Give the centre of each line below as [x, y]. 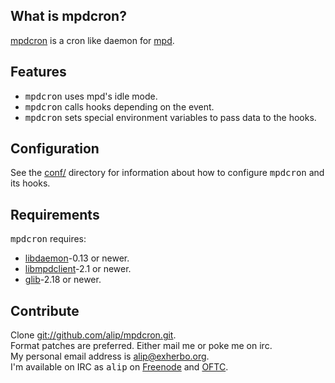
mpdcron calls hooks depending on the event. [119, 106]
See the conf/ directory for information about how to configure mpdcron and [167, 173]
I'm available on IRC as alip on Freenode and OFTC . [119, 367]
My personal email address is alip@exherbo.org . [110, 356]
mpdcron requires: [48, 239]
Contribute [45, 310]
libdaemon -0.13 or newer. [77, 258]
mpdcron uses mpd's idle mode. [91, 96]
